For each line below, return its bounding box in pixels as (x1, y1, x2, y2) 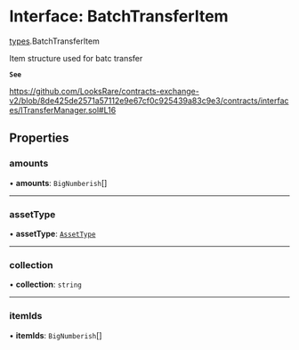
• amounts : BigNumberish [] (9, 177, 108, 188)
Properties (9, 131, 69, 146)
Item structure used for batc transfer (9, 53, 143, 63)
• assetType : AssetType (9, 228, 96, 239)
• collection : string (9, 279, 82, 290)
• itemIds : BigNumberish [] (9, 330, 102, 340)
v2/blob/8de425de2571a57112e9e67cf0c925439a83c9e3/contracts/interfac (9, 95, 289, 106)
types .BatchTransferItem (9, 36, 100, 46)
